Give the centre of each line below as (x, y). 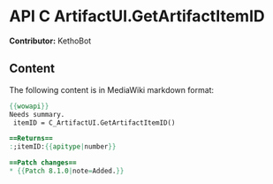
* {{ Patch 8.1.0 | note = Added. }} (67, 171)
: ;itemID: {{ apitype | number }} (63, 147)
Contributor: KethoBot (50, 41)
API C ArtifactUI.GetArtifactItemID (137, 16)
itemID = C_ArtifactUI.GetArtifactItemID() (94, 123)
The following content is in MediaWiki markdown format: (112, 89)
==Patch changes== (43, 163)
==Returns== (31, 139)
